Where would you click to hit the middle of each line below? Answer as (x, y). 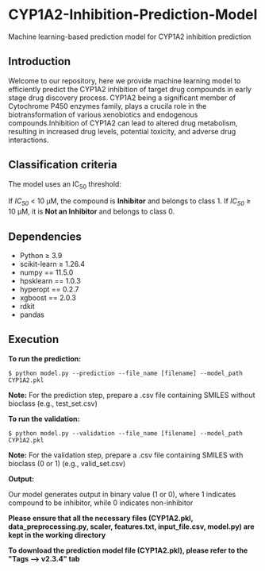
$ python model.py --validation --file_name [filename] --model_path (126, 433)
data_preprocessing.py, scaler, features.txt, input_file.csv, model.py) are (131, 527)
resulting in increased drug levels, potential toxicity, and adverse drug (122, 131)
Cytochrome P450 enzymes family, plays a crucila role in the (108, 106)
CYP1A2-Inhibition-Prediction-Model (133, 15)
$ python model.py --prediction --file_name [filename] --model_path (126, 373)
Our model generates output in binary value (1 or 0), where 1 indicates (122, 494)
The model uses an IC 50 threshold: (65, 185)
